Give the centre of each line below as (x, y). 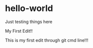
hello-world (29, 8)
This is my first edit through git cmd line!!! (47, 40)
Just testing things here (29, 22)
